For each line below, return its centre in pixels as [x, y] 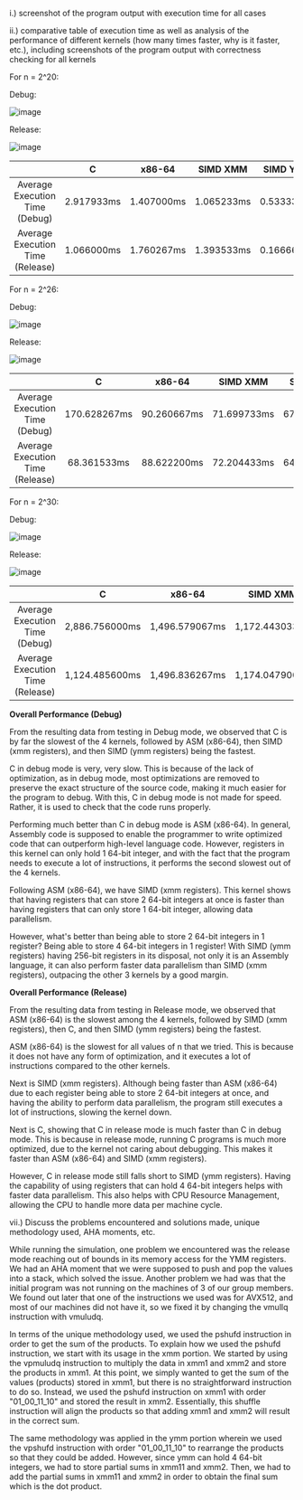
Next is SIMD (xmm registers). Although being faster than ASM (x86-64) [143, 1083]
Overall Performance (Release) [69, 992]
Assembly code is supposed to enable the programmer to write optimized [146, 834]
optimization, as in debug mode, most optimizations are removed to [134, 778]
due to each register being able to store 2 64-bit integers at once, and [139, 1093]
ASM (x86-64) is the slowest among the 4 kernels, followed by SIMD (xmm [148, 1019]
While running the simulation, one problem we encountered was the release [150, 1250]
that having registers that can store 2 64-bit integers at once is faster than [147, 900]
